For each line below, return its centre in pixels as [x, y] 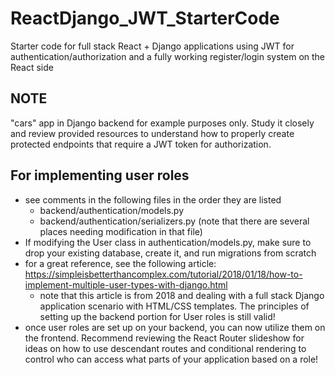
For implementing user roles [100, 175]
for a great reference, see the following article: [120, 263]
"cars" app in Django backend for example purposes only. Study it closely [162, 123]
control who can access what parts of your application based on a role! [171, 359]
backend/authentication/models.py [112, 210]
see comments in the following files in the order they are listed [153, 199]
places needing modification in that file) [121, 231]
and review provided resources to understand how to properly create [152, 133]
